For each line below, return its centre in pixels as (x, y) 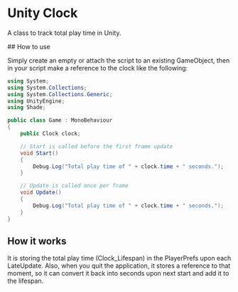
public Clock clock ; (50, 134)
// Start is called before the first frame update (97, 146)
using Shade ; (27, 108)
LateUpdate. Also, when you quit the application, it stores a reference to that (119, 266)
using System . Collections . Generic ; (60, 94)
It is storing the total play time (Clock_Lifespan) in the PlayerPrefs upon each (119, 259)
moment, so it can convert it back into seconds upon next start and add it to (118, 273)
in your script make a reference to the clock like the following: (98, 68)
